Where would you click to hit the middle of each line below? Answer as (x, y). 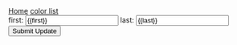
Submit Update (35, 31)
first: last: (71, 20)
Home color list (33, 11)
